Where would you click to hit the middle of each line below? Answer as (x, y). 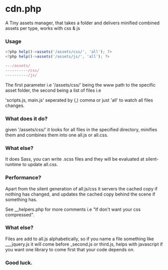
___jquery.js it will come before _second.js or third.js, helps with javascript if (84, 244)
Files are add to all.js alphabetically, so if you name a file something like (80, 239)
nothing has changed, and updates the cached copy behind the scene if (80, 194)
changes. (15, 105)
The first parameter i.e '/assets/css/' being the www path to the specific (80, 85)
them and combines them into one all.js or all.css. (57, 135)
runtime (13, 165)
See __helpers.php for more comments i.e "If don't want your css (73, 209)
